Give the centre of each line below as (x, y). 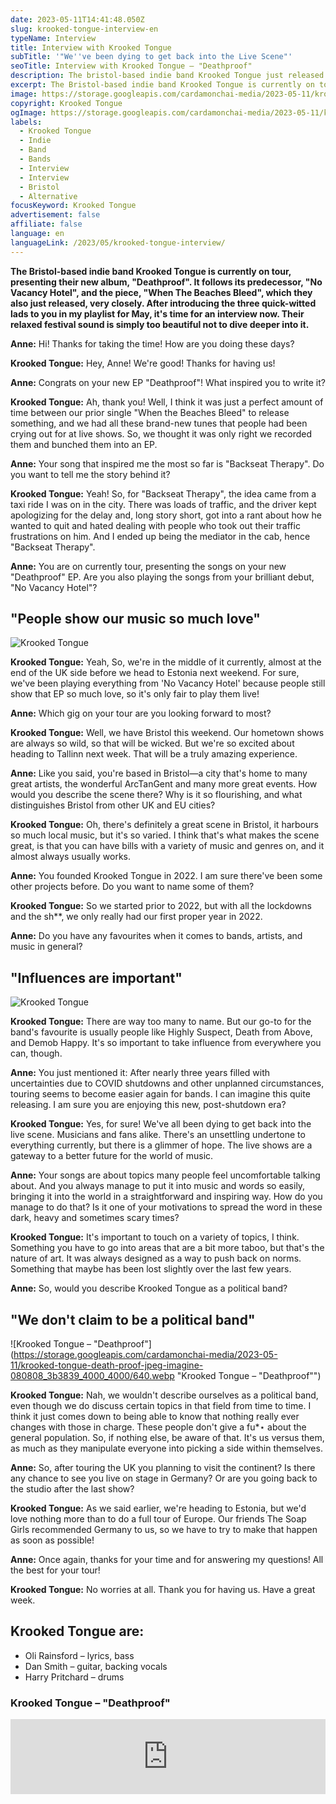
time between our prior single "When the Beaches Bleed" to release (150, 412)
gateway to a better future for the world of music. (112, 1156)
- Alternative (48, 196)
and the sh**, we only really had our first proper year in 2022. (136, 917)
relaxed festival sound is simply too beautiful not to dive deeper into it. (160, 324)
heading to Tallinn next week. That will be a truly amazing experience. (154, 754)
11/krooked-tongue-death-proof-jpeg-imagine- (107, 1365)
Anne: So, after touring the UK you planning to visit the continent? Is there (163, 1468)
